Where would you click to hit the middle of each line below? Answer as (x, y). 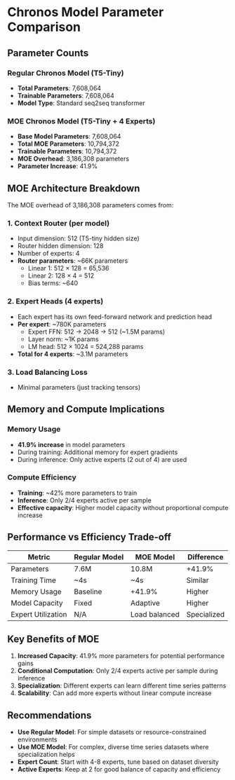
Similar (197, 580)
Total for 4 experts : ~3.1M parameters (73, 354)
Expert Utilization (39, 614)
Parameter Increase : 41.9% (58, 166)
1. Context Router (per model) (59, 223)
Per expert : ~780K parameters (62, 324)
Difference (206, 556)
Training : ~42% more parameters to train (77, 493)
